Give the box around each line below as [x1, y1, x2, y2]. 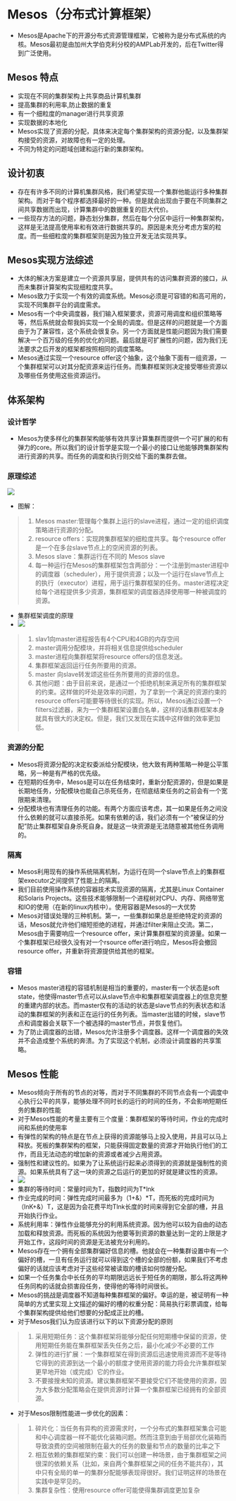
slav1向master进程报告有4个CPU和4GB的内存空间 [35, 635, 180, 643]
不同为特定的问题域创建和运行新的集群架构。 [17, 144, 148, 153]
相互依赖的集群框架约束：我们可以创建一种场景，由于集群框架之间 [35, 1451, 227, 1459]
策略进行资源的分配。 [35, 526, 97, 534]
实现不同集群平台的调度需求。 [17, 301, 104, 309]
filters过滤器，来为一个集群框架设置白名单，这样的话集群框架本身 [35, 706, 225, 714]
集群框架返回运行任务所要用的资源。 [35, 661, 141, 670]
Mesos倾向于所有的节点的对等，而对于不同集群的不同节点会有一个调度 [17, 1088, 223, 1097]
